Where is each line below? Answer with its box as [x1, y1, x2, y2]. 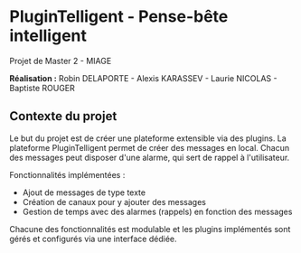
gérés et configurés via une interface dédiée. [9, 233, 178, 244]
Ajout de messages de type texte [22, 187, 146, 198]
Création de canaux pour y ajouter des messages [22, 196, 206, 207]
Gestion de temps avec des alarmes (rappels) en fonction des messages [22, 206, 293, 217]
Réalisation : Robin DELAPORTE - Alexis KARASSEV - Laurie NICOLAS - [9, 72, 277, 83]
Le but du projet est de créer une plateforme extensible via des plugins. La [9, 133, 287, 144]
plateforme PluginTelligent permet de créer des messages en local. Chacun [9, 142, 290, 153]
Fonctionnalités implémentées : [9, 169, 126, 180]
